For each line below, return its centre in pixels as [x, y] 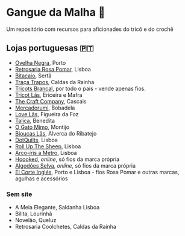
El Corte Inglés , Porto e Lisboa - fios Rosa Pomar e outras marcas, [97, 172]
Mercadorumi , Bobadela [45, 108]
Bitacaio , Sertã [33, 76]
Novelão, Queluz [36, 220]
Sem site [19, 194]
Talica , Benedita [35, 120]
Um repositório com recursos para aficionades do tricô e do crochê [90, 29]
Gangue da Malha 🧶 [56, 12]
